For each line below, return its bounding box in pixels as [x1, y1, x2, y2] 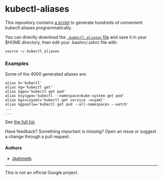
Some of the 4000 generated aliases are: [5, 71, 87, 77]
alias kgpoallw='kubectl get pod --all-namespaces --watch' [5, 102, 130, 107]
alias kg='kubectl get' [5, 85, 53, 90]
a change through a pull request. [5, 134, 70, 140]
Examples [5, 60, 29, 67]
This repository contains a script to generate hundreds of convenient [5, 20, 143, 25]
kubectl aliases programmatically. [5, 24, 72, 30]
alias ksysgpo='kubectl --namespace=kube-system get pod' [5, 94, 125, 99]
